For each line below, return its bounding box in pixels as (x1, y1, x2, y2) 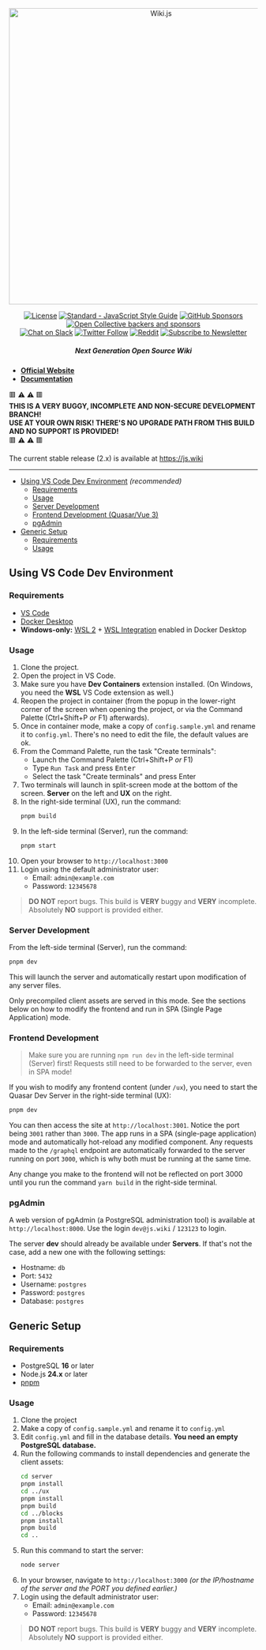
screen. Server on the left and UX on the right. (20, 788, 172, 797)
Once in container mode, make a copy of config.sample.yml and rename (20, 721, 256, 730)
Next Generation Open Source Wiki (74, 345, 193, 355)
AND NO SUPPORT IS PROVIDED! (9, 426, 119, 435)
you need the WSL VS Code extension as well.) (20, 687, 174, 697)
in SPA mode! (28, 1067, 73, 1077)
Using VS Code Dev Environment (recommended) (20, 476, 182, 485)
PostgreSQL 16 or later (20, 1361, 95, 1370)
